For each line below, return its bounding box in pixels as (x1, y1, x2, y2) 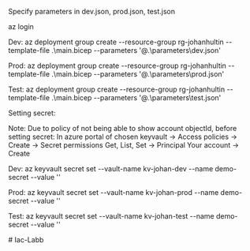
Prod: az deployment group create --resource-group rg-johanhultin (8, 61, 227, 70)
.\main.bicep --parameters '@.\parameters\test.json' (50, 93, 222, 102)
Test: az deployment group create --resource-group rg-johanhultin (8, 84, 226, 94)
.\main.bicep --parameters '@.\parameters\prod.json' (50, 69, 225, 78)
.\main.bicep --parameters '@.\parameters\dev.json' (50, 46, 221, 54)
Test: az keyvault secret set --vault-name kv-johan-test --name (8, 212, 215, 220)
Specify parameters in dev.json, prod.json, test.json (8, 7, 176, 16)
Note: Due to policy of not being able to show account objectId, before (8, 124, 237, 133)
